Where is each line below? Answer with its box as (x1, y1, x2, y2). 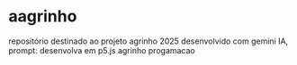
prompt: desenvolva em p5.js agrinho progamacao (8, 45, 195, 55)
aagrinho (8, 6, 77, 27)
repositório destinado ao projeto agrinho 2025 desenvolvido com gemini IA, (8, 36, 289, 46)
